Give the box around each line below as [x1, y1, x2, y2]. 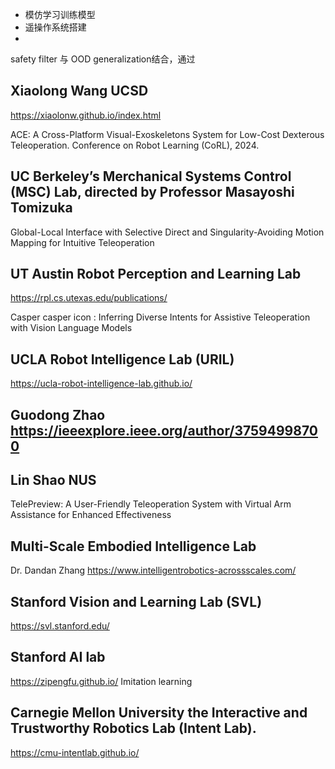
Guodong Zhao [10, 406, 106, 423]
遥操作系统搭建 [24, 21, 87, 33]
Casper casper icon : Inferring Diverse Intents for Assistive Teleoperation [10, 311, 311, 323]
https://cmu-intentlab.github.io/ [10, 746, 140, 758]
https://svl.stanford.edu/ [10, 620, 110, 632]
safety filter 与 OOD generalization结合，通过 [10, 53, 196, 65]
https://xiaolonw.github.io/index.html [10, 109, 162, 121]
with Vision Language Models [10, 322, 133, 334]
